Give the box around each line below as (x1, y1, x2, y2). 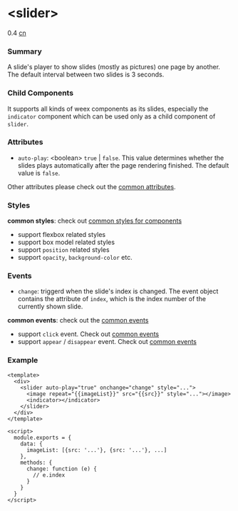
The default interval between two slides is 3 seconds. (7, 70, 165, 79)
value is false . (17, 168, 61, 177)
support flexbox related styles (17, 231, 105, 239)
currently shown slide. (17, 302, 83, 311)
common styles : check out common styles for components (7, 216, 182, 226)
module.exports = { (14, 434, 72, 441)
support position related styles (17, 246, 110, 254)
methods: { (20, 459, 53, 466)
